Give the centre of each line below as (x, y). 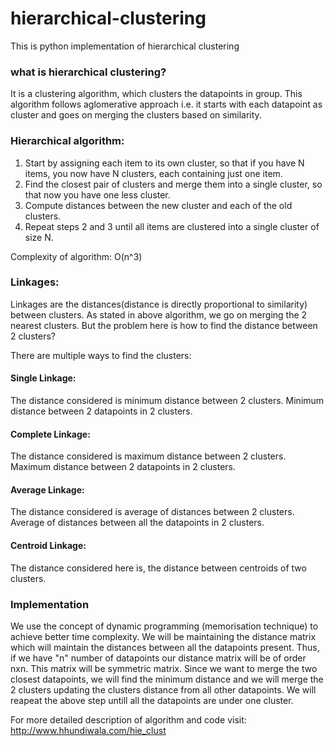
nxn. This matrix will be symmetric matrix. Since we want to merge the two (164, 668)
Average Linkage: (47, 489)
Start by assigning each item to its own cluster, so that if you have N (164, 163)
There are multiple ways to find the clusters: (101, 355)
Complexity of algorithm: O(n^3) (76, 256)
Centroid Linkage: (48, 546)
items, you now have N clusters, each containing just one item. (153, 173)
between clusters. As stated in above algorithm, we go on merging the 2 (159, 314)
